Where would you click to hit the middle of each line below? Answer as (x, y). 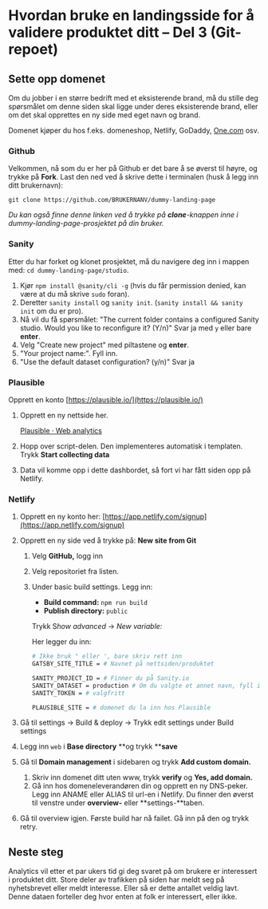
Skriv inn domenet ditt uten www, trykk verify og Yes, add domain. (142, 777)
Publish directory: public (86, 611)
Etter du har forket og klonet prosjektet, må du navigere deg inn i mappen (129, 261)
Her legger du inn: (61, 642)
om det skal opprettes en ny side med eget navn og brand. (104, 115)
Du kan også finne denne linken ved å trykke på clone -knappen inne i (123, 215)
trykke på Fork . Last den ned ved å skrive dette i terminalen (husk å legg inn (134, 177)
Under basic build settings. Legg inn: (92, 587)
